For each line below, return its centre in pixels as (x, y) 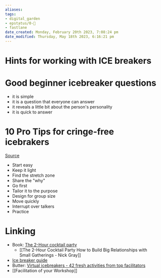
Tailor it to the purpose (35, 191)
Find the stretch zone (33, 175)
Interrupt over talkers (33, 206)
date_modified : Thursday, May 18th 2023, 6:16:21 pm (60, 37)
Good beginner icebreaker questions (81, 83)
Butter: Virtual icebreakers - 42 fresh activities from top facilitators (79, 265)
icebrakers (27, 142)
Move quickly (26, 201)
